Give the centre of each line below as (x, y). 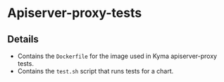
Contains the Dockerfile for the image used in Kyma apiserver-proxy (117, 56)
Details (23, 39)
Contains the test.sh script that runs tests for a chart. (95, 71)
